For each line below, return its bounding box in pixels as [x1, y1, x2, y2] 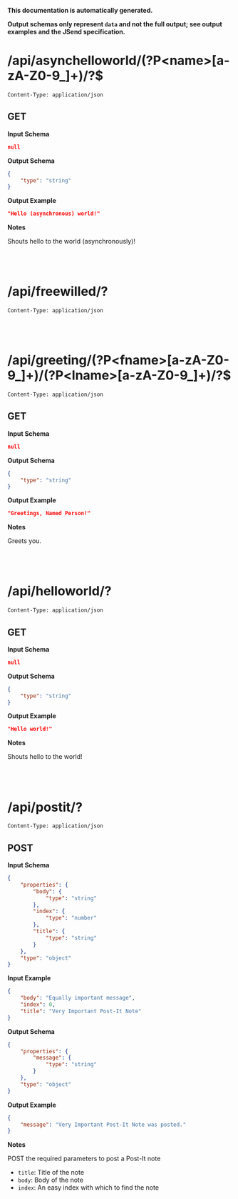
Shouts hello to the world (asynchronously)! [7, 237, 135, 246]
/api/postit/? [7, 799, 83, 815]
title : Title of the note [17, 1168, 84, 1177]
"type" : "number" [45, 915, 98, 922]
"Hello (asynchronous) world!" [7, 210, 100, 217]
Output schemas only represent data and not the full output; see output [7, 20, 222, 28]
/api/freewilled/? [7, 284, 108, 299]
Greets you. [7, 537, 41, 545]
